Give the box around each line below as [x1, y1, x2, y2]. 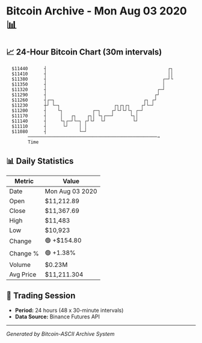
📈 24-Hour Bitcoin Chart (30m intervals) [6, 47, 162, 57]
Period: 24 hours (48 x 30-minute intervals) [14, 306, 124, 314]
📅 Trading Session [6, 291, 76, 301]
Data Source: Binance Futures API [14, 313, 100, 320]
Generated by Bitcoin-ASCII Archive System [6, 330, 115, 337]
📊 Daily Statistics [6, 156, 74, 166]
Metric [14, 177, 34, 185]
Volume [9, 260, 31, 269]
